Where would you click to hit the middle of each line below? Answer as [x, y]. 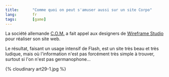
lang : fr [21, 15]
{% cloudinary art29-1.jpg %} [36, 69]
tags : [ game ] [26, 19]
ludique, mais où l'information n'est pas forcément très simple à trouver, [80, 54]
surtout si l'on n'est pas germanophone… [48, 59]
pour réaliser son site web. [33, 39]
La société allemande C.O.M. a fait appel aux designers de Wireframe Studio [84, 34]
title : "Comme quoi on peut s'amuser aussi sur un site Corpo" [79, 10]
